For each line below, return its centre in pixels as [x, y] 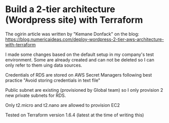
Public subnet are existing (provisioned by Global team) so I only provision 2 [84, 90]
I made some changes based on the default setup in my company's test [79, 54]
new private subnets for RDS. [36, 95]
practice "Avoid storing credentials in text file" [53, 80]
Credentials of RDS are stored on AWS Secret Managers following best [79, 75]
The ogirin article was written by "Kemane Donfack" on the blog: [72, 34]
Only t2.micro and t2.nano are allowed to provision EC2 [63, 105]
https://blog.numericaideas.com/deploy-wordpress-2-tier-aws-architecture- [84, 39]
